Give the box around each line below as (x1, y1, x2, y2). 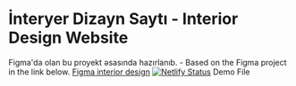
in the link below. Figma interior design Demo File (8, 66, 251, 77)
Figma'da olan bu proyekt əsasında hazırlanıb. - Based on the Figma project (8, 57, 287, 67)
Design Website (8, 27, 129, 48)
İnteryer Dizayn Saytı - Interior (8, 9, 239, 29)
